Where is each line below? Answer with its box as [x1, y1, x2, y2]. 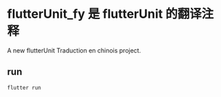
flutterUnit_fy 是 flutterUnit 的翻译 [7, 6, 202, 22]
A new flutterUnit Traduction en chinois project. [7, 46, 141, 55]
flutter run [7, 84, 41, 91]
